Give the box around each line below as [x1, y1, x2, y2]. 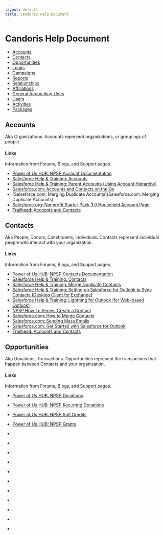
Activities [12, 101, 31, 107]
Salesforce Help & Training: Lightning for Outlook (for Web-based [12, 297, 144, 303]
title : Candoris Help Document [5, 12, 69, 17]
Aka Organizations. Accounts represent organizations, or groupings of [5, 134, 147, 140]
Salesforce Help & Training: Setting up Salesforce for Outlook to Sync [12, 287, 152, 293]
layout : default [5, 7, 38, 12]
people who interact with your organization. [5, 240, 93, 245]
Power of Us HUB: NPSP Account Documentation [12, 170, 112, 177]
